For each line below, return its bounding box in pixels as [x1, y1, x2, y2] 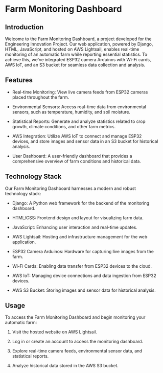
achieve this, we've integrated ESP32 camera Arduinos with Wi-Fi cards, [5, 57, 151, 62]
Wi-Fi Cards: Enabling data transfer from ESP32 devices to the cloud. [12, 263, 152, 269]
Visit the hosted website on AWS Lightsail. [12, 329, 97, 335]
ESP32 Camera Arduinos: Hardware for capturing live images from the [12, 248, 154, 254]
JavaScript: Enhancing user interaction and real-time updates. [12, 224, 138, 230]
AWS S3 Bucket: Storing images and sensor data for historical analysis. [12, 287, 156, 293]
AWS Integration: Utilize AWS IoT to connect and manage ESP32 [12, 133, 142, 139]
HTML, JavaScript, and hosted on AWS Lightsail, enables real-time [5, 47, 140, 52]
